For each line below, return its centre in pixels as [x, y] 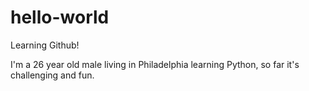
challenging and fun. [52, 75]
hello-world [60, 17]
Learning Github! [45, 45]
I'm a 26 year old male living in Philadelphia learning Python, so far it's [155, 64]
